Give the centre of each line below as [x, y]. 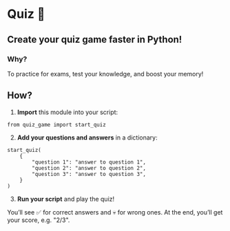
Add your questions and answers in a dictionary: [87, 137]
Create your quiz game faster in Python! [95, 40]
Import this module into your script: [67, 112]
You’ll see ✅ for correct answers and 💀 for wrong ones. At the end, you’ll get [115, 212]
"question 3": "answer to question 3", [89, 174]
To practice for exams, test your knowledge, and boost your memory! [105, 74]
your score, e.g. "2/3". [39, 220]
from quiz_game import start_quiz [57, 124]
